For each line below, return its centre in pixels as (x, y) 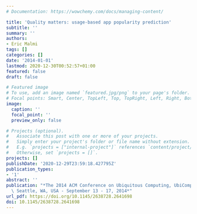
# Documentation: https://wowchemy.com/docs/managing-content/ (85, 11)
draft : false (22, 77)
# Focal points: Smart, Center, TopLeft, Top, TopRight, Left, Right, (94, 98)
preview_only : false (36, 120)
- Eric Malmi (22, 44)
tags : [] (17, 50)
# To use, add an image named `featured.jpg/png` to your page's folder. (98, 93)
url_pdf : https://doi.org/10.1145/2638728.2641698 (69, 196)
